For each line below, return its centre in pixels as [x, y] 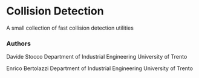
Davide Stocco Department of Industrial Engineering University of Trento [97, 57]
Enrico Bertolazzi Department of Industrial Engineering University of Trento [100, 68]
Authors [19, 44]
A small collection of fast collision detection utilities [70, 28]
